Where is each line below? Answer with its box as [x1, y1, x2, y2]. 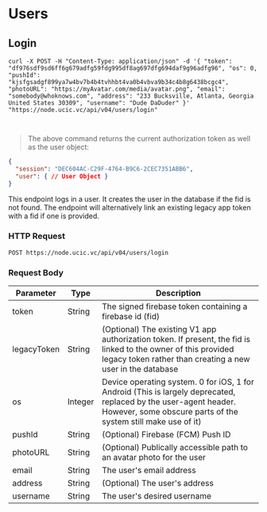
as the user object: [27, 142, 90, 152]
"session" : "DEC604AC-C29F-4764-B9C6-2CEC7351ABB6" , [15, 164, 194, 173]
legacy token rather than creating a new [102, 354, 250, 365]
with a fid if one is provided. [8, 211, 99, 221]
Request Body [8, 267, 64, 278]
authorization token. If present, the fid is [102, 334, 250, 345]
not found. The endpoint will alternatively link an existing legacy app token [8, 202, 252, 212]
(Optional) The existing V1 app [102, 324, 217, 335]
